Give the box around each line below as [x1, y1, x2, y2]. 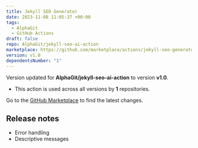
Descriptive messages [14, 136, 69, 143]
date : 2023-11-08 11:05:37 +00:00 [6, 14, 91, 20]
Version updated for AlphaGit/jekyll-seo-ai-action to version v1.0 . [6, 74, 169, 81]
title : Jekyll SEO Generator [6, 8, 78, 15]
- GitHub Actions [11, 31, 54, 36]
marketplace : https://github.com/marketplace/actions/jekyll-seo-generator [6, 47, 196, 53]
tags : [6, 19, 19, 25]
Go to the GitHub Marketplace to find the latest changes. [6, 96, 143, 103]
